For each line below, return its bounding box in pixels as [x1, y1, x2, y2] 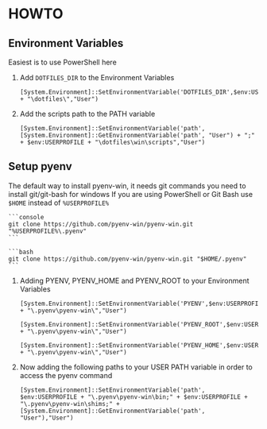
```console [8, 213, 44, 221]
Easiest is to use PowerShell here [8, 57, 117, 67]
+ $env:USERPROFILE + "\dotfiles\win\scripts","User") [19, 138, 206, 146]
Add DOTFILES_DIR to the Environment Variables [19, 73, 175, 82]
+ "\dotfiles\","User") [19, 95, 99, 103]
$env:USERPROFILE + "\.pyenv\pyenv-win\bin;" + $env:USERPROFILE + [19, 392, 248, 401]
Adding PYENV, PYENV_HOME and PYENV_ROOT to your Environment [19, 276, 250, 285]
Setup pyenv [8, 160, 73, 173]
